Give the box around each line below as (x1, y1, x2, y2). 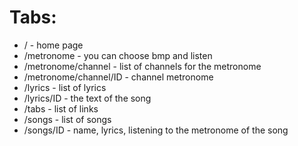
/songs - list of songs (23, 113, 112, 125)
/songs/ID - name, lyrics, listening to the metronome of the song (23, 124, 289, 136)
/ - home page (23, 39, 84, 51)
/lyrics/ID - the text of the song (23, 92, 152, 104)
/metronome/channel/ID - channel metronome (23, 71, 214, 83)
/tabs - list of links (23, 102, 99, 115)
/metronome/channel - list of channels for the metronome (23, 60, 262, 72)
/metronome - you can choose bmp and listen (23, 49, 213, 61)
